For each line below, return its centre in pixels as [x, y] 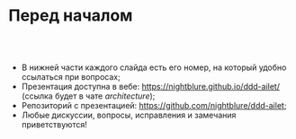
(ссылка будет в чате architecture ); [88, 96]
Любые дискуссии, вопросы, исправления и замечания [129, 115]
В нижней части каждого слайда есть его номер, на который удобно [154, 67]
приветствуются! [54, 124]
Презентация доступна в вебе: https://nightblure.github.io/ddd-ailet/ [151, 86]
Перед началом [71, 16]
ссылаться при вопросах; [71, 76]
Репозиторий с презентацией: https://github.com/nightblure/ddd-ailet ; [154, 105]
